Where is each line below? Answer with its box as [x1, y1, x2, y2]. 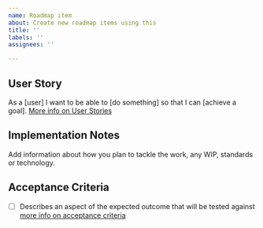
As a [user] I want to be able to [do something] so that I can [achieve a [8, 97, 237, 107]
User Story [8, 76, 62, 90]
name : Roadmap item [8, 11, 72, 20]
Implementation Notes [8, 129, 120, 142]
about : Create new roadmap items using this [8, 19, 157, 27]
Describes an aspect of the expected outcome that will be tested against [19, 201, 256, 211]
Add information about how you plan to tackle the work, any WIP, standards [8, 149, 254, 159]
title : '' [8, 26, 41, 34]
